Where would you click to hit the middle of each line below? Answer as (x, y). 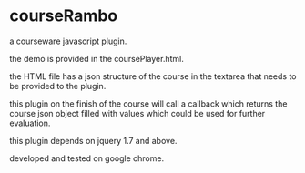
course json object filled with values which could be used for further (137, 113)
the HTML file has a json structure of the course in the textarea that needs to (153, 76)
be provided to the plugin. (58, 86)
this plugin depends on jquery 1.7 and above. (93, 140)
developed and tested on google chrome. (87, 158)
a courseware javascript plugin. (68, 41)
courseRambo (64, 16)
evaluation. (30, 123)
